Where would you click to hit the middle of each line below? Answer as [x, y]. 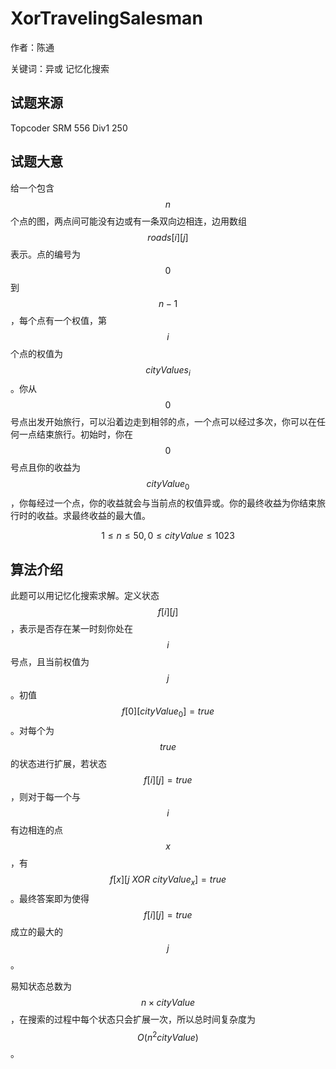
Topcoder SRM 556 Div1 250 [69, 128]
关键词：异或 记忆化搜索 [60, 68]
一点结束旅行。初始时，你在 [75, 434]
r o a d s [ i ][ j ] [168, 237]
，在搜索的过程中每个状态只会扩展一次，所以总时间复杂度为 [133, 1019]
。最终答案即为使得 [50, 898]
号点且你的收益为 [45, 468]
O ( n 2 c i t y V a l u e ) [168, 1036]
